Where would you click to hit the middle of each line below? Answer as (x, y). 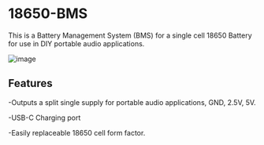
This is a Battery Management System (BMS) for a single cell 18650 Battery (130, 35)
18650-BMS (48, 14)
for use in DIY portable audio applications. (76, 43)
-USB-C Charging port (45, 118)
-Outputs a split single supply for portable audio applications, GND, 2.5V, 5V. (132, 102)
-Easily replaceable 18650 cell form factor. (77, 132)
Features (30, 83)
